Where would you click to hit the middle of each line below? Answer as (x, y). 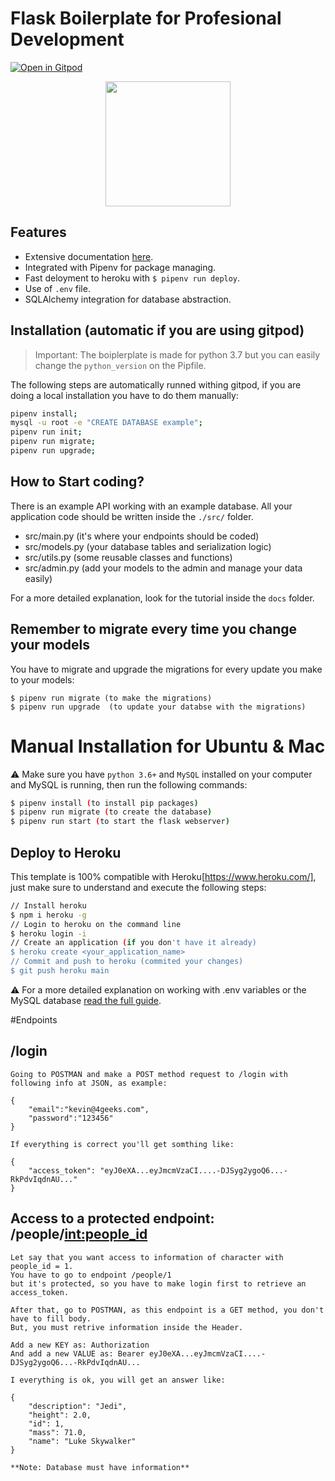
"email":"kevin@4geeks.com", (89, 1109)
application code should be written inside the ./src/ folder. (132, 516)
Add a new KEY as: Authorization (80, 1345)
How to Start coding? (77, 482)
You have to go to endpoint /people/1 (91, 1275)
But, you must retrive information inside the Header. (127, 1327)
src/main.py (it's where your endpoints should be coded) (142, 536)
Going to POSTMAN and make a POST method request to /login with (149, 1074)
